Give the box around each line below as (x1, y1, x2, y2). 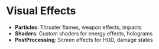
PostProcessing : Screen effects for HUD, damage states (14, 36, 153, 43)
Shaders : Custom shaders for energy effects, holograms (14, 30, 153, 37)
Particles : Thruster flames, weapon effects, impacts (14, 24, 142, 31)
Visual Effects (6, 4, 76, 18)
